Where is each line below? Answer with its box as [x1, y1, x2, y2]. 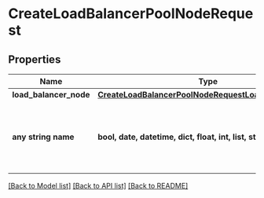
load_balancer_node [12, 90, 90, 100]
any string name [12, 131, 75, 142]
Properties [8, 53, 61, 66]
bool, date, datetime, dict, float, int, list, [97, 131, 247, 142]
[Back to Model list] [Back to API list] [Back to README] [8, 181, 189, 190]
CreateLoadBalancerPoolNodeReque [8, 5, 254, 23]
